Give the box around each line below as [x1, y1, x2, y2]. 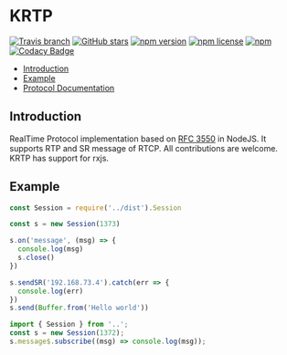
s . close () [17, 253, 55, 263]
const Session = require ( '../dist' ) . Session [9, 203, 182, 213]
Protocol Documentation [22, 82, 115, 93]
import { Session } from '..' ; [9, 320, 129, 329]
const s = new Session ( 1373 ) [9, 220, 121, 229]
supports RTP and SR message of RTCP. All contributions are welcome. [9, 142, 279, 153]
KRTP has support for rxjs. [9, 152, 110, 163]
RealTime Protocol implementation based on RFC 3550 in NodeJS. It [9, 133, 267, 144]
